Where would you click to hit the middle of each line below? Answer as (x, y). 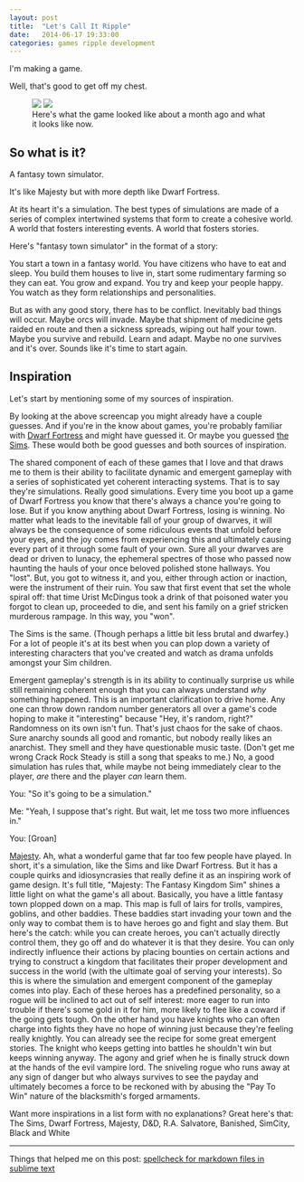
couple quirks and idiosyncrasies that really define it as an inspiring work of (150, 875)
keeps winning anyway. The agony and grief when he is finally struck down (149, 1057)
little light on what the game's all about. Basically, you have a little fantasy (146, 894)
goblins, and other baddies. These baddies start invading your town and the (151, 913)
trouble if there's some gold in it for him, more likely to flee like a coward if (147, 1009)
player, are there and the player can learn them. (98, 776)
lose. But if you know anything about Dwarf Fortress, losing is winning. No (147, 510)
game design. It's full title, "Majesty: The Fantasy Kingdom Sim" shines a (145, 884)
